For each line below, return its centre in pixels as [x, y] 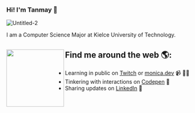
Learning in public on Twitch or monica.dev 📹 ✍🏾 [128, 73]
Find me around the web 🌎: [119, 55]
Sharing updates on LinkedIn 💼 [104, 89]
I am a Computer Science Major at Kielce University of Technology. [91, 35]
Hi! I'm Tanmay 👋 [32, 10]
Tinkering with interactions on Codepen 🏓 [117, 82]
